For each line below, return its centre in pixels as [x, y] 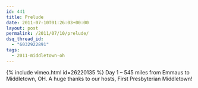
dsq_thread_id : [25, 39]
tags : [13, 50]
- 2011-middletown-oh [38, 56]
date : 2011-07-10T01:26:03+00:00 [48, 22]
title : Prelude [25, 17]
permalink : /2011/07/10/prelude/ [48, 34]
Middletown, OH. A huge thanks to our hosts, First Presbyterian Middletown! [99, 79]
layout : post [22, 28]
